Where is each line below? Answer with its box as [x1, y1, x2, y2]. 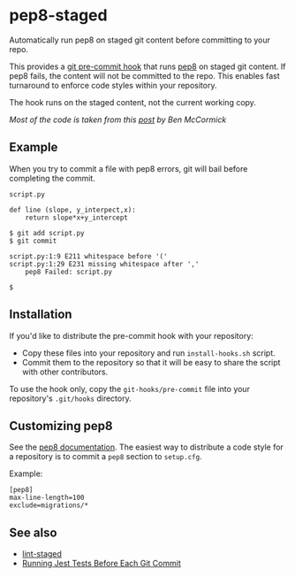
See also [9, 525, 57, 540]
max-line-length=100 [9, 493, 86, 503]
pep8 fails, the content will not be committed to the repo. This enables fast [9, 70, 280, 81]
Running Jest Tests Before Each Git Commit [21, 558, 181, 569]
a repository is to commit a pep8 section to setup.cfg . [9, 451, 202, 462]
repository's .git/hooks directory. [9, 393, 132, 404]
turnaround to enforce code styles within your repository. [9, 80, 217, 90]
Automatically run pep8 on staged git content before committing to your [9, 35, 271, 45]
